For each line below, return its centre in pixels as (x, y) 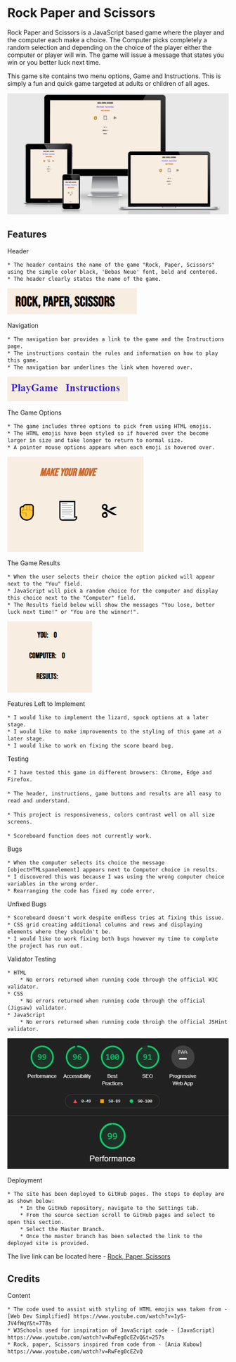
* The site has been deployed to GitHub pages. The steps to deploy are (116, 1194)
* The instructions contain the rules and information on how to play (113, 353)
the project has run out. (45, 946)
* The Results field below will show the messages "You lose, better (111, 605)
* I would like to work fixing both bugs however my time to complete (113, 939)
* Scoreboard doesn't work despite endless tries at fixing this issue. (116, 918)
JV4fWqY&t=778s (29, 1324)
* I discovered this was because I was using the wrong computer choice (116, 877)
